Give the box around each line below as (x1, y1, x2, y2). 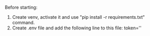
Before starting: (5, 5, 38, 10)
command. (12, 20, 35, 25)
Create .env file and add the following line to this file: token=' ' (12, 25, 142, 31)
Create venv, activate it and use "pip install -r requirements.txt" (12, 14, 145, 20)
